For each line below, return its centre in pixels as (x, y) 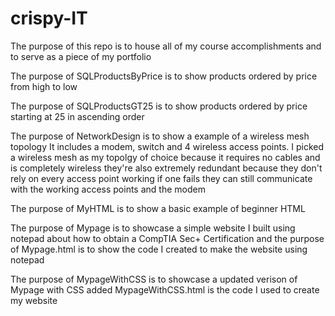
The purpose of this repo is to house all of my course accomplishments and (166, 46)
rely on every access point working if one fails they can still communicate (161, 178)
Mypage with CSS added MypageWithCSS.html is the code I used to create (165, 289)
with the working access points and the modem (108, 189)
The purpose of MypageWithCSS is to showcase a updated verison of (154, 279)
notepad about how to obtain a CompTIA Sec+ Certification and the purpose (167, 238)
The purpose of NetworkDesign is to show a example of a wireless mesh (160, 136)
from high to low (44, 86)
